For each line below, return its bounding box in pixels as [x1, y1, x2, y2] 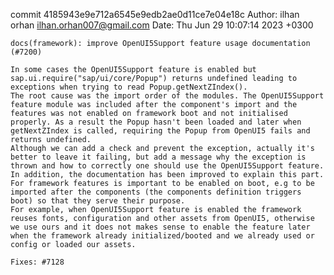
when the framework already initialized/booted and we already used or [10, 231, 315, 241]
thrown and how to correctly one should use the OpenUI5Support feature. [10, 161, 325, 171]
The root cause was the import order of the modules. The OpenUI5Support [10, 91, 325, 101]
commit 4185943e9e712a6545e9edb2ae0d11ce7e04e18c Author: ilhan [10, 9, 300, 20]
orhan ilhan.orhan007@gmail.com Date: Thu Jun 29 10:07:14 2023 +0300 [10, 19, 314, 31]
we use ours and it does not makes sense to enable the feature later [10, 222, 311, 232]
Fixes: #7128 [10, 257, 65, 267]
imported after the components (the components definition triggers [10, 187, 302, 197]
